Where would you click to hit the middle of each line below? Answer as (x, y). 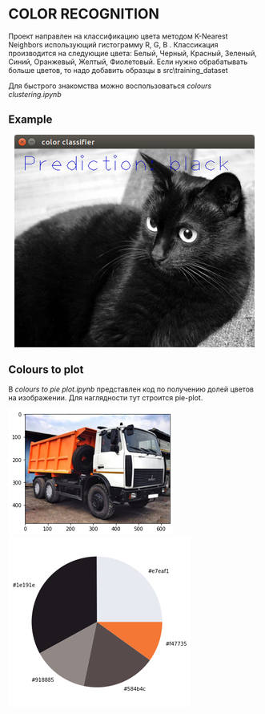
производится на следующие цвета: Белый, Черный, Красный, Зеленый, (133, 53)
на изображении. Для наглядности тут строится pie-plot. (106, 397)
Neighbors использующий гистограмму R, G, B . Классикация (113, 44)
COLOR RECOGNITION (84, 14)
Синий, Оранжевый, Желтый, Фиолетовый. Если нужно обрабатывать (128, 62)
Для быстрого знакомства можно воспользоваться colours (110, 86)
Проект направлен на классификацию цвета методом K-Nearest (118, 36)
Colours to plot (46, 370)
